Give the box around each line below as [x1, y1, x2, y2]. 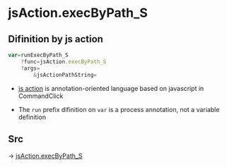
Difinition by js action [8, 33, 103, 45]
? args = [21, 65, 40, 72]
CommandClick [18, 92, 64, 100]
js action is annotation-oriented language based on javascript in [18, 84, 204, 92]
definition [18, 113, 47, 121]
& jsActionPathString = [33, 71, 98, 78]
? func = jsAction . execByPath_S [21, 58, 107, 65]
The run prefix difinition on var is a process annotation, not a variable [18, 105, 220, 113]
